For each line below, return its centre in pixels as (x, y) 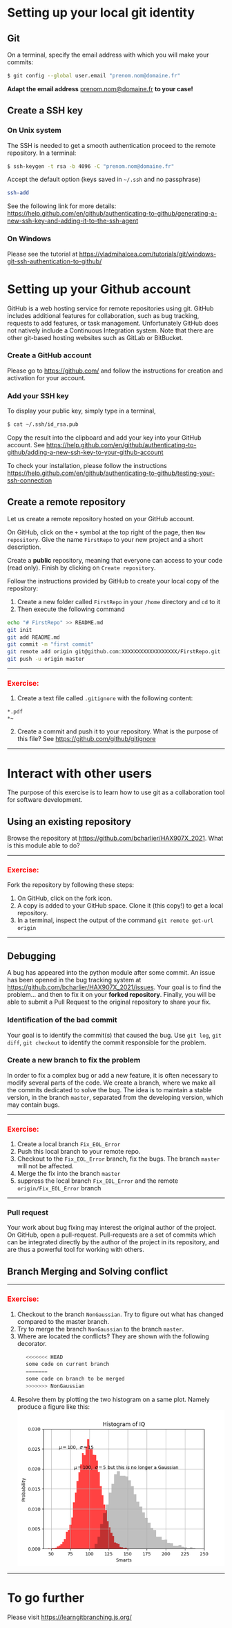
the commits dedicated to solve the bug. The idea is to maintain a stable (109, 1089)
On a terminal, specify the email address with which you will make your (108, 55)
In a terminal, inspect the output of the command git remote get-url (115, 920)
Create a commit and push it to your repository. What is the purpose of (118, 731)
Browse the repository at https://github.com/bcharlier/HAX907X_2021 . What (115, 839)
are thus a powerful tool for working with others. (76, 1250)
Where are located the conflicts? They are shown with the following (113, 1336)
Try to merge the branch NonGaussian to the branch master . (100, 1329)
